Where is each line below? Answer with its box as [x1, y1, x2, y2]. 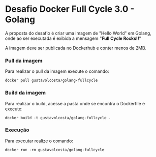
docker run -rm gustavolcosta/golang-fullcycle [5, 147, 105, 152]
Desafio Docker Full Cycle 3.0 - [5, 3, 134, 15]
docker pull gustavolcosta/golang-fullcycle [5, 78, 98, 83]
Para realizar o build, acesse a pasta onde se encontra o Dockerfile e [5, 100, 145, 106]
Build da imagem [5, 90, 46, 96]
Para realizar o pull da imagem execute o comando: [5, 68, 109, 74]
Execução [5, 126, 30, 133]
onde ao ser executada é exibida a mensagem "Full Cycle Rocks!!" [5, 35, 142, 41]
